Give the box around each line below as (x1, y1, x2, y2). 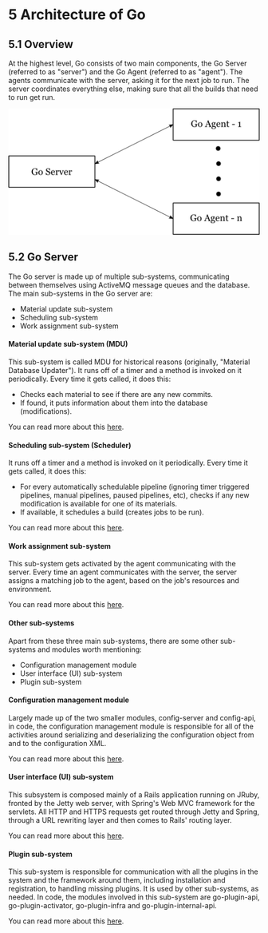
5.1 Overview (8, 38, 73, 51)
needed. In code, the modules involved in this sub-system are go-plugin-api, (8, 892, 260, 902)
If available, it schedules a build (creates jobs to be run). (19, 507, 205, 517)
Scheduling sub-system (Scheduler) (8, 440, 132, 450)
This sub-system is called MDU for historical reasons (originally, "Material (8, 357, 250, 367)
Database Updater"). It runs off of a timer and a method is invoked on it (8, 365, 242, 375)
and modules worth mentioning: (37, 645, 142, 654)
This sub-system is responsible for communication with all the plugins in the (8, 867, 258, 876)
